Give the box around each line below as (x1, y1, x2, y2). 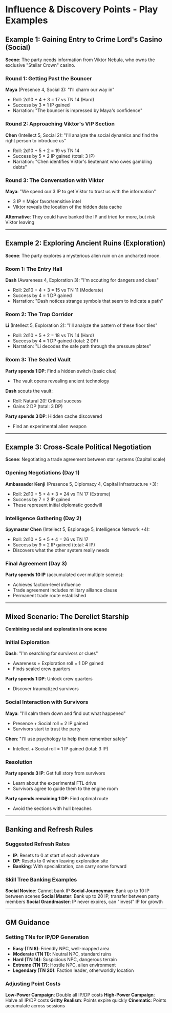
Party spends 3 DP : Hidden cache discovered (5, 413, 102, 419)
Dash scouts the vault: (5, 388, 53, 394)
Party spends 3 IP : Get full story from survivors (5, 770, 105, 776)
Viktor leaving (5, 219, 35, 225)
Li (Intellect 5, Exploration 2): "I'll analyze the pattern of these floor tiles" (5, 322, 158, 328)
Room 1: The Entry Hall (5, 265, 62, 272)
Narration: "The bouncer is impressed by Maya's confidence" (12, 107, 143, 114)
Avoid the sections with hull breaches (12, 805, 92, 812)
